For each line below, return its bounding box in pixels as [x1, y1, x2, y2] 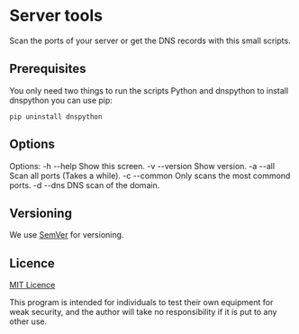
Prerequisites [9, 61, 86, 77]
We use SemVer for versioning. [9, 230, 124, 240]
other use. [9, 316, 48, 327]
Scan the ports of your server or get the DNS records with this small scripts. [9, 35, 291, 46]
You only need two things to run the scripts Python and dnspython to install [9, 85, 289, 95]
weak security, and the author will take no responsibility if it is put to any [9, 307, 277, 318]
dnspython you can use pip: [9, 95, 113, 105]
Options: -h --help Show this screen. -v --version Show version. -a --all [9, 160, 276, 171]
